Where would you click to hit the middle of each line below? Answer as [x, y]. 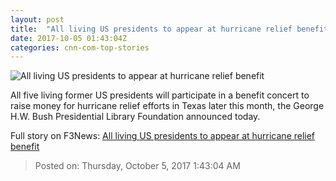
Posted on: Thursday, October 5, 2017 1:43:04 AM [137, 166]
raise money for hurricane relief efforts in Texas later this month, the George [167, 106]
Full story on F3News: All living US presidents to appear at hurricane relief [163, 136]
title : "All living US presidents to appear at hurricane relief [151, 29]
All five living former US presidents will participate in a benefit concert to [160, 95]
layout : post [37, 19]
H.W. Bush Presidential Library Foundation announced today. [135, 117]
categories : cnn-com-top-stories [80, 47]
